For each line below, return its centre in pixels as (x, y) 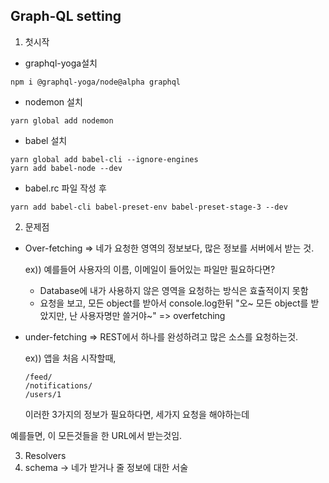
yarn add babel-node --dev (66, 168)
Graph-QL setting (66, 16)
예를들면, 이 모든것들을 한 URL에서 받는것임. (96, 435)
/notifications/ (58, 385)
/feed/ (38, 377)
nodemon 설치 (53, 101)
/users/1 (43, 394)
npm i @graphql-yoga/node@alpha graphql (96, 82)
